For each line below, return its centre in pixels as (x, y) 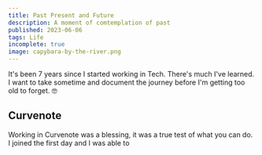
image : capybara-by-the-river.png (65, 52)
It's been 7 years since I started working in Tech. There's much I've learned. (131, 74)
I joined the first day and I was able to (69, 142)
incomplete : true (37, 45)
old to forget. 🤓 (33, 90)
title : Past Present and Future (61, 15)
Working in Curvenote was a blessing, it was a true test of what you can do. (131, 135)
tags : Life (26, 37)
